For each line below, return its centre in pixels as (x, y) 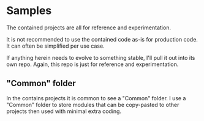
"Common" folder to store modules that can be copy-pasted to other (93, 105)
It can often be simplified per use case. (56, 46)
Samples (29, 11)
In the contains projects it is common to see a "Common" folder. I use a (96, 98)
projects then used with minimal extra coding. (64, 111)
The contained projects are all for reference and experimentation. (89, 28)
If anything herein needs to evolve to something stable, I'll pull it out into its (101, 57)
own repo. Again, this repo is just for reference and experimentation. (93, 64)
